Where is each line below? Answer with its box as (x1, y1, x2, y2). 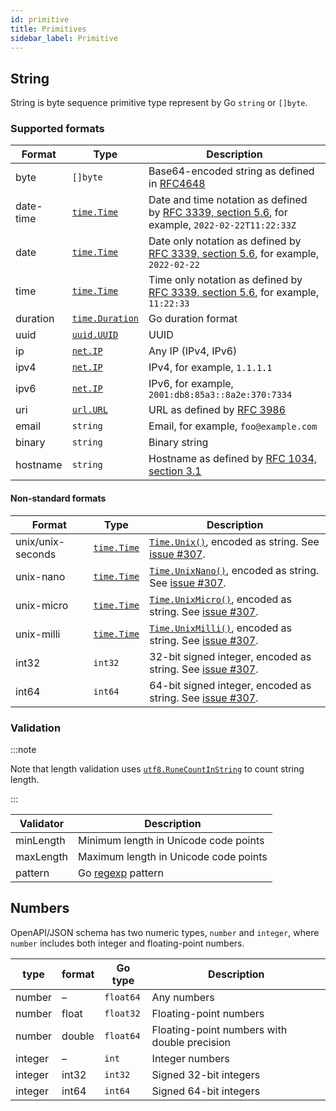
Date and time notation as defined (148, 193, 308, 207)
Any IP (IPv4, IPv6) (148, 344, 238, 358)
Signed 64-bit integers (151, 1084, 261, 1098)
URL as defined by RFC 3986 (148, 403, 287, 417)
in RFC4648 (148, 177, 206, 191)
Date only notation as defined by (148, 234, 302, 248)
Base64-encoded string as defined (148, 164, 315, 178)
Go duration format (148, 312, 238, 326)
